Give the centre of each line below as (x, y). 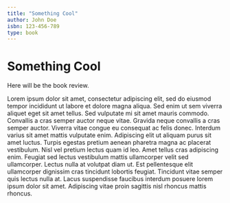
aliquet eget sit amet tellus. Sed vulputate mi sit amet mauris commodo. (108, 113)
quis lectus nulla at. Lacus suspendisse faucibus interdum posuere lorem (110, 179)
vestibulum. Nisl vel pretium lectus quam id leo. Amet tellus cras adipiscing (113, 150)
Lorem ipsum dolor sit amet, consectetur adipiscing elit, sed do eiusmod (109, 99)
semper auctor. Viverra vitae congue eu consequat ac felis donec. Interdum (114, 128)
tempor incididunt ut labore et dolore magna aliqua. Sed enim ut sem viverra (115, 106)
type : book (23, 33)
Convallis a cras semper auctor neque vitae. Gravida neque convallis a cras (114, 121)
